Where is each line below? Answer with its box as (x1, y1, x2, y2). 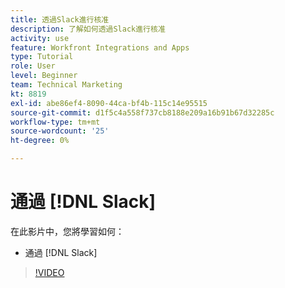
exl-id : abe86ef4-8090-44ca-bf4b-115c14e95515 (10, 98, 208, 108)
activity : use (10, 33, 70, 43)
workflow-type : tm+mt (10, 117, 101, 127)
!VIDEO (34, 266, 65, 278)
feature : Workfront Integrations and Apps (10, 42, 190, 53)
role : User (10, 61, 56, 71)
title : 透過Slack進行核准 (10, 14, 110, 25)
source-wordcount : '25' (10, 126, 110, 136)
